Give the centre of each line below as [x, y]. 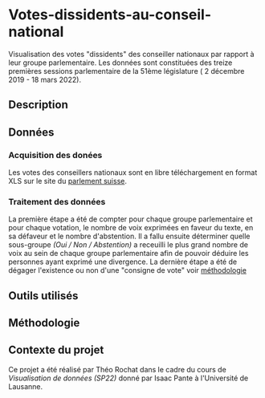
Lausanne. [26, 386]
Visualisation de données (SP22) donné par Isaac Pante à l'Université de [128, 378]
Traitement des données [57, 201]
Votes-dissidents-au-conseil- [110, 15]
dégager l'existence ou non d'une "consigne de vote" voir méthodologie [128, 270]
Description [38, 105]
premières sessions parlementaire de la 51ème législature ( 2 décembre [126, 71]
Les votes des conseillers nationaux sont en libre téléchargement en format [133, 173]
